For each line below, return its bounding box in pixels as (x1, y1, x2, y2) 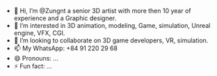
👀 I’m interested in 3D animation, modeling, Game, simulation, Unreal (13, 22, 211, 29)
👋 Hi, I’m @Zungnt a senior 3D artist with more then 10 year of (13, 7, 191, 15)
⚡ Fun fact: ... (13, 62, 52, 70)
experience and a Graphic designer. (13, 14, 117, 22)
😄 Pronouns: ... (13, 54, 59, 62)
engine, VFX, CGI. (13, 29, 65, 37)
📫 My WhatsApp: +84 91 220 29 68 (13, 44, 118, 52)
